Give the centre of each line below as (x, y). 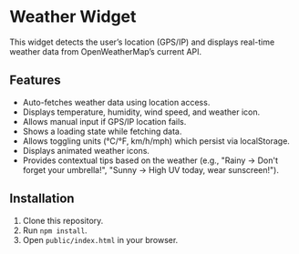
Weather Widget (73, 17)
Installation (42, 199)
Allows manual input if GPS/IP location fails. (104, 121)
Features (35, 81)
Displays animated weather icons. (86, 150)
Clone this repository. (63, 220)
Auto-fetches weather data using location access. (116, 102)
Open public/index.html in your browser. (100, 239)
